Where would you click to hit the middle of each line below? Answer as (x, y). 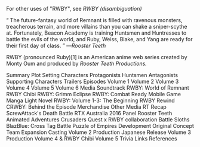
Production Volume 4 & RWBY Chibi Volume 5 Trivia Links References (92, 139)
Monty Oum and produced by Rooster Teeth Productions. (77, 63)
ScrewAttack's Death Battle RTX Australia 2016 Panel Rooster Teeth (89, 113)
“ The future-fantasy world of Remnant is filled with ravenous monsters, (94, 20)
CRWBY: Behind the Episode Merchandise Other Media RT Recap (87, 107)
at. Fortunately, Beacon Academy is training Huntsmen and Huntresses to (96, 33)
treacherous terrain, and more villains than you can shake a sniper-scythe (97, 27)
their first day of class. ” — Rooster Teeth (56, 45)
